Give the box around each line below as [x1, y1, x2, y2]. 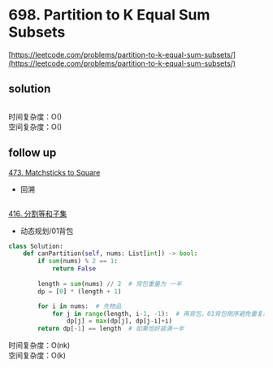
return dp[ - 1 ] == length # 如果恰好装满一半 [37, 325, 184, 333]
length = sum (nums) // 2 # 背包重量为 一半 [37, 279, 183, 288]
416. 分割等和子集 [8, 209, 67, 219]
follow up [8, 146, 57, 160]
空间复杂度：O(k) [8, 351, 67, 361]
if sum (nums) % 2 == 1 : [37, 258, 118, 266]
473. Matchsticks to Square [8, 167, 101, 177]
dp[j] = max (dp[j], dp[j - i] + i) [66, 317, 173, 326]
